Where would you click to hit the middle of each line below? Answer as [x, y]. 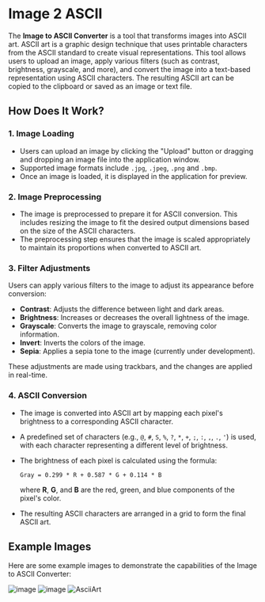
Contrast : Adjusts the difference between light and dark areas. [122, 309]
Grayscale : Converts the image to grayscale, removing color [118, 326]
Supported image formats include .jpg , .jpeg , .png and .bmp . [118, 168]
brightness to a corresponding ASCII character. [97, 421]
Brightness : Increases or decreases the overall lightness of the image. [134, 318]
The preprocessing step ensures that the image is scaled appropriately [135, 239]
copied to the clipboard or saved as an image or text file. [100, 86]
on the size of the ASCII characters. [78, 231]
